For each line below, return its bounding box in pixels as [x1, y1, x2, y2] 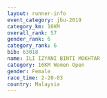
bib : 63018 [7, 49, 39, 56]
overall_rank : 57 [7, 29, 57, 37]
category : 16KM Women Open [7, 61, 85, 68]
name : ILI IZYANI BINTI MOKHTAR [7, 55, 100, 62]
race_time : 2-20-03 [7, 74, 64, 81]
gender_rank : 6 [7, 36, 51, 43]
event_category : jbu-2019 [7, 17, 81, 23]
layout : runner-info [7, 10, 67, 17]
